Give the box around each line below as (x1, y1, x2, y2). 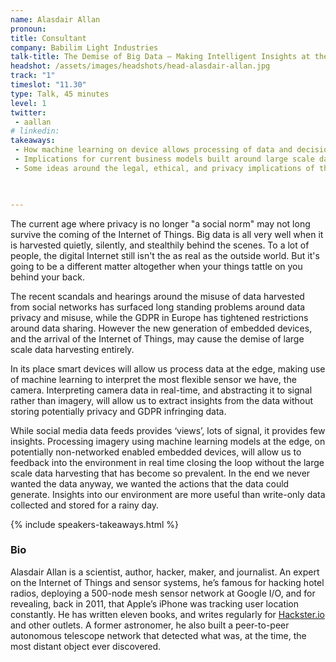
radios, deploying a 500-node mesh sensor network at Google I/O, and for (10, 587, 316, 599)
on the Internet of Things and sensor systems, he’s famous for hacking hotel (10, 576, 325, 588)
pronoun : (10, 24, 47, 34)
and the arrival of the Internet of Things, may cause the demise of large (10, 332, 305, 345)
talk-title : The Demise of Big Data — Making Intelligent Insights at (10, 52, 311, 62)
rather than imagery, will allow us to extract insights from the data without (10, 394, 314, 406)
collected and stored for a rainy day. (10, 499, 160, 511)
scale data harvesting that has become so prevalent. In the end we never (10, 467, 311, 479)
